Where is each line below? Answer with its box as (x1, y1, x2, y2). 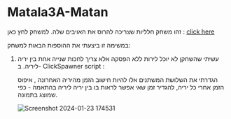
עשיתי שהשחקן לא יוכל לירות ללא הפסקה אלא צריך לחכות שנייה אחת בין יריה (17, 54, 219, 63)
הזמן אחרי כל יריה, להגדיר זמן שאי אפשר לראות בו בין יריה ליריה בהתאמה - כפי (17, 83, 225, 91)
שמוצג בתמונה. (17, 90, 58, 99)
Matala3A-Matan (7, 4, 108, 20)
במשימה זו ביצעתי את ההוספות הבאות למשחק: (7, 41, 131, 49)
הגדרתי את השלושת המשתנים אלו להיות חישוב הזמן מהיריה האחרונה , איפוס (17, 75, 218, 84)
